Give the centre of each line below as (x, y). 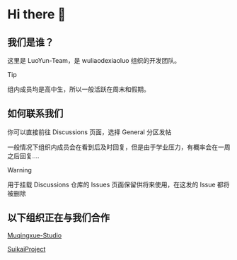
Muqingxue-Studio (35, 235)
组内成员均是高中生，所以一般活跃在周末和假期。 (79, 89)
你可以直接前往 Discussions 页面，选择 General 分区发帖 (89, 132)
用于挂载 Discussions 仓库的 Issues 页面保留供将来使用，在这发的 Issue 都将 (118, 184)
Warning (19, 170)
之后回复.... (24, 155)
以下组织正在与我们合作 (58, 218)
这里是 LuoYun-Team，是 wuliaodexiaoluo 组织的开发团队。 (94, 60)
